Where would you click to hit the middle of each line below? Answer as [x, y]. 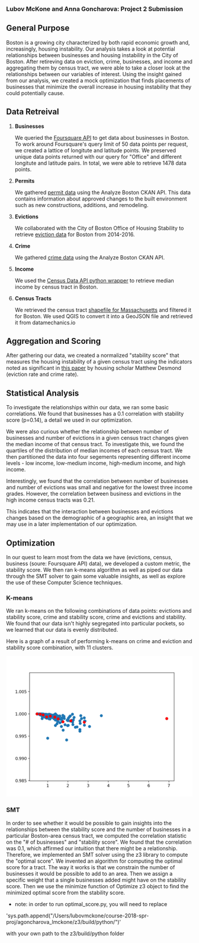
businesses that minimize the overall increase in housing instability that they [99, 87]
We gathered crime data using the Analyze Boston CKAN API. [89, 257]
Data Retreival [33, 112]
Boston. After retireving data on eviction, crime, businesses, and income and [99, 61]
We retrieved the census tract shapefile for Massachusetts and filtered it [103, 310]
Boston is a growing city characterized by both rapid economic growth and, [98, 42]
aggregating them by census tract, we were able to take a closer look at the [98, 68]
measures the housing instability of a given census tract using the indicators [99, 362]
